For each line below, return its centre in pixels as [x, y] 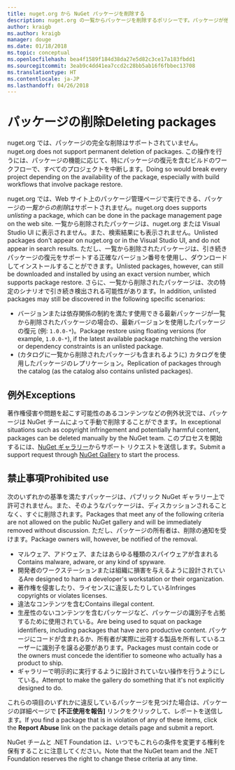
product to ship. [40, 663]
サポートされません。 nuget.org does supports [141, 208]
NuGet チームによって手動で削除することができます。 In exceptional [124, 422]
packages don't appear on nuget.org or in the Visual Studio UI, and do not [114, 240]
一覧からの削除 [47, 208]
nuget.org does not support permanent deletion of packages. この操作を [112, 152]
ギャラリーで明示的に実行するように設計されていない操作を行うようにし [121, 671]
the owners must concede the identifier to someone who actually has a [120, 655]
